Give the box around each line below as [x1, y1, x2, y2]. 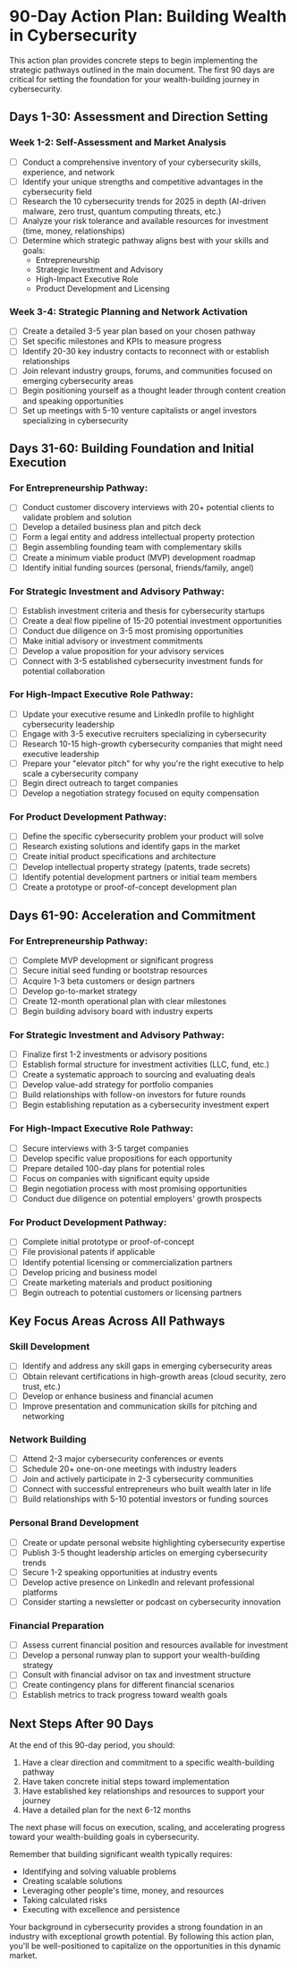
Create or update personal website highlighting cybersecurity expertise [21, 1537, 285, 1547]
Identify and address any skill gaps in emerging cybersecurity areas [21, 1360, 273, 1371]
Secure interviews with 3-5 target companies [21, 1143, 190, 1154]
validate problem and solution [21, 512, 132, 523]
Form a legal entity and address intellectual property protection [21, 532, 255, 542]
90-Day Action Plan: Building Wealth [9, 6, 287, 27]
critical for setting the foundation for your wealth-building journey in [9, 73, 259, 84]
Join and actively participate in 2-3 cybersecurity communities [21, 1474, 254, 1485]
